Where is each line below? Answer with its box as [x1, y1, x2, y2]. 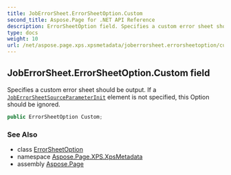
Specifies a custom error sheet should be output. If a [7, 85, 157, 93]
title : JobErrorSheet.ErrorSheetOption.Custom [7, 10, 143, 17]
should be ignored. [7, 100, 60, 108]
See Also [7, 130, 38, 139]
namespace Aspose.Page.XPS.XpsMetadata [16, 152, 143, 161]
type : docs [7, 29, 38, 36]
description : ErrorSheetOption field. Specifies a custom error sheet [7, 23, 214, 30]
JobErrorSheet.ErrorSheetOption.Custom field [7, 67, 210, 79]
